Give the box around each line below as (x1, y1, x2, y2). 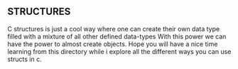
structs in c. (7, 55, 42, 63)
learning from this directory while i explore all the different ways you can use (7, 47, 232, 55)
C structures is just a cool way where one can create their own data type (7, 24, 220, 33)
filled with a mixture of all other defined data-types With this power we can (7, 32, 227, 41)
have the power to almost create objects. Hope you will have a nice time (7, 39, 218, 48)
